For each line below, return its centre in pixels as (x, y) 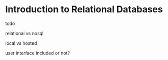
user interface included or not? (38, 53)
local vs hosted (21, 43)
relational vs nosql (24, 33)
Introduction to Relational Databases (84, 9)
